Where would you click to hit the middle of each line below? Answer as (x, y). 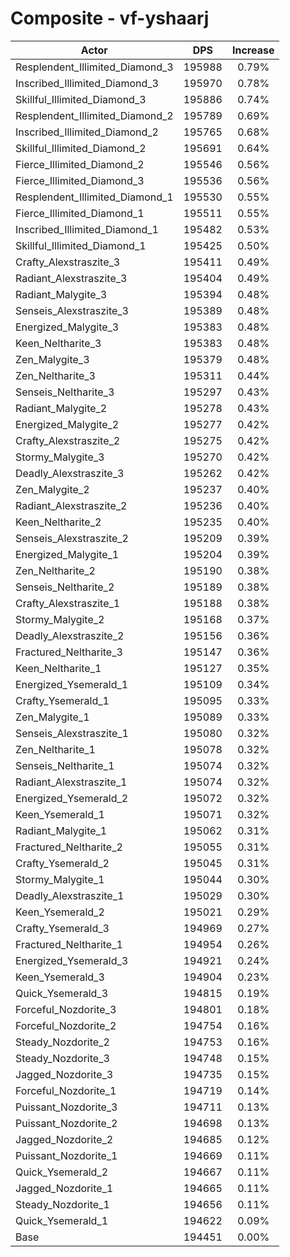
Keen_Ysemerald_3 (60, 977)
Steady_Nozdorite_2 (62, 1042)
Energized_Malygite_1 (67, 554)
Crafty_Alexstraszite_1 (68, 603)
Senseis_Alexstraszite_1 (72, 733)
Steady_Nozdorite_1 (62, 1204)
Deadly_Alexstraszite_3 (70, 473)
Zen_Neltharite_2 (55, 570)
